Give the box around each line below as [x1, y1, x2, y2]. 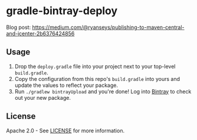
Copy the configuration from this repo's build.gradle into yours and [14, 75, 180, 82]
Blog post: [6, 24, 31, 31]
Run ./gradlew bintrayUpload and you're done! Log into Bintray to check [14, 87, 192, 95]
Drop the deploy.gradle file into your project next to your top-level [14, 63, 176, 70]
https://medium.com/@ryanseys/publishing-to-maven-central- [32, 24, 185, 31]
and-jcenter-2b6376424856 [6, 30, 75, 37]
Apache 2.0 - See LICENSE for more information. [6, 127, 125, 134]
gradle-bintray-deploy [6, 4, 118, 18]
